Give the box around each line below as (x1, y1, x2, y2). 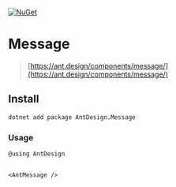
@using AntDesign (8, 150, 66, 158)
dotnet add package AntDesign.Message (8, 113, 136, 122)
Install (8, 92, 39, 106)
